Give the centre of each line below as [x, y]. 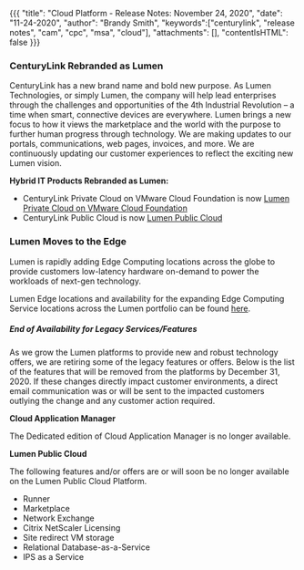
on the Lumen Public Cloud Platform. [78, 481]
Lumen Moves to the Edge [68, 242]
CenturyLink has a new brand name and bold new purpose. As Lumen [140, 86]
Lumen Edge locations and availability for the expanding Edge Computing [147, 298]
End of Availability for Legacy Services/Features [103, 329]
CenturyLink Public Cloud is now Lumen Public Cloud [122, 218]
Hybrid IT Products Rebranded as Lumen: [89, 181]
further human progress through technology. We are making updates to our [151, 134]
